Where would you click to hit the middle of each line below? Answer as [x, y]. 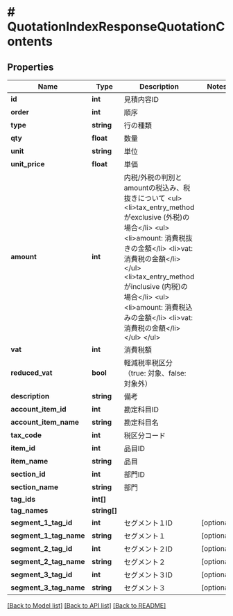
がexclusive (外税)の [157, 217]
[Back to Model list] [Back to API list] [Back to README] [87, 606]
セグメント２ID [148, 549]
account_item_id [39, 409]
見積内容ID [141, 99]
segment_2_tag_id [42, 548]
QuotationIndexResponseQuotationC [116, 27]
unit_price [28, 164]
